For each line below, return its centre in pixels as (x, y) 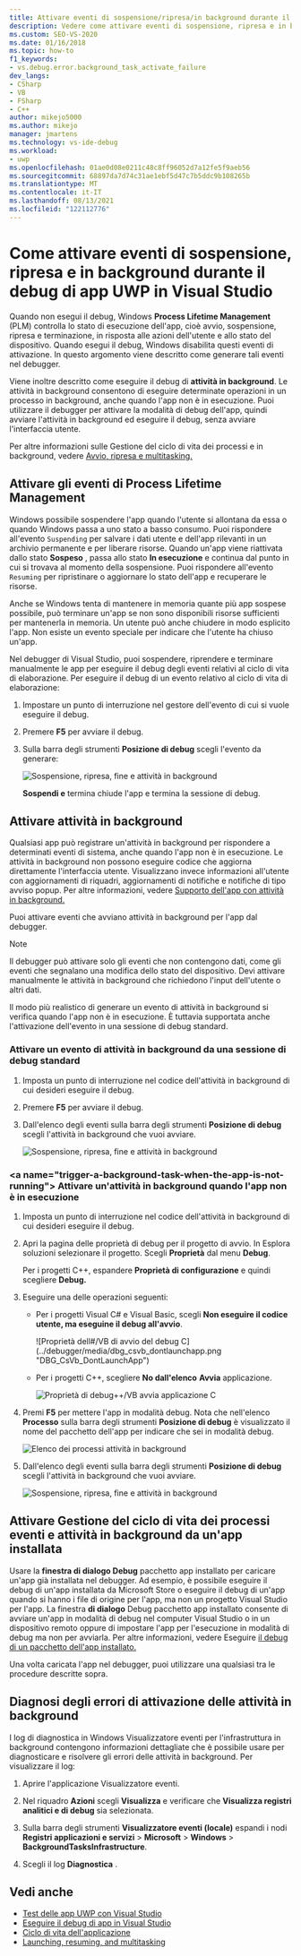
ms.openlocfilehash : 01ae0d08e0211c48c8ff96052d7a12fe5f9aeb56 (130, 167)
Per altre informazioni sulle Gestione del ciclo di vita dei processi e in (137, 446)
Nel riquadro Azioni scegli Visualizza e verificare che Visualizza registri (157, 1800)
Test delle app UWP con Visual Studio (92, 1914)
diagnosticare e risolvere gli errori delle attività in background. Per (131, 1756)
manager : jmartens (43, 134)
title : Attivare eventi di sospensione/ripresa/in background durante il (150, 17)
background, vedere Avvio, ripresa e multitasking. (101, 455)
